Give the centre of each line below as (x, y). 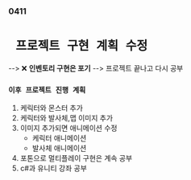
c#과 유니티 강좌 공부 (53, 168)
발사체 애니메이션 (59, 148)
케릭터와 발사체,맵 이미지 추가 (66, 118)
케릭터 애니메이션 (59, 138)
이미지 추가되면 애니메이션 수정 (69, 128)
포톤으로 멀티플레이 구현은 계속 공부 (76, 158)
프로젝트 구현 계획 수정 (82, 46)
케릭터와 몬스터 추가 (51, 108)
